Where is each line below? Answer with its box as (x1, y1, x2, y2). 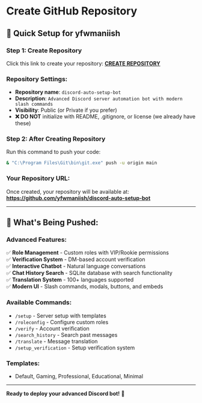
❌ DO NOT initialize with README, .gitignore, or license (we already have (14, 113, 196, 120)
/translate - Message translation (14, 337, 98, 345)
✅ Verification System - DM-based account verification (6, 256, 145, 263)
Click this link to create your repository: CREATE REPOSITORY (6, 60, 161, 67)
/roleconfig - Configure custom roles (14, 318, 109, 325)
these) (14, 120, 31, 127)
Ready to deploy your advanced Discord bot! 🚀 (6, 390, 125, 397)
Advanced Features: (6, 235, 67, 244)
